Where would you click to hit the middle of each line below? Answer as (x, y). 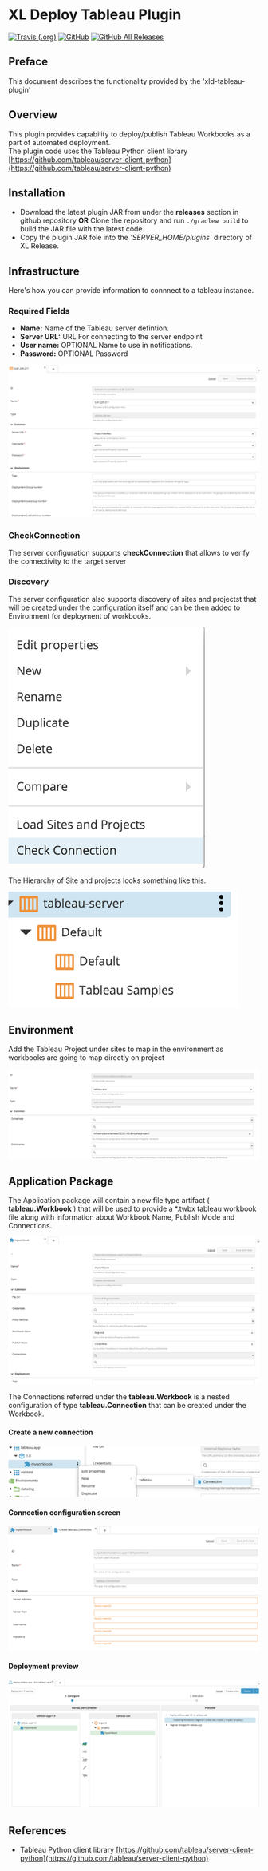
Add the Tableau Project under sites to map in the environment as (116, 1049)
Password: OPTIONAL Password (74, 354)
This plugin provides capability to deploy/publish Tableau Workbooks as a (130, 134)
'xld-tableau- (224, 81)
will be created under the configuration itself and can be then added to (124, 607)
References (37, 1831)
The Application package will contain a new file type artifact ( (109, 1201)
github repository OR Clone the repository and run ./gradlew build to (134, 220)
